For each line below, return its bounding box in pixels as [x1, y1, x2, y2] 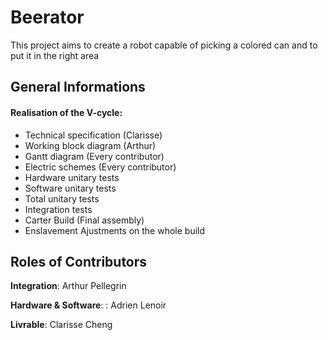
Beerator [10, 6, 85, 29]
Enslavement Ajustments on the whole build [24, 224, 206, 236]
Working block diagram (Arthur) [24, 139, 157, 151]
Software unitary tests [24, 182, 117, 194]
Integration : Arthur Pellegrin [10, 280, 127, 292]
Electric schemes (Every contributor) [24, 161, 177, 173]
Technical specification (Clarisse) [24, 129, 163, 141]
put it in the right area [10, 49, 100, 61]
